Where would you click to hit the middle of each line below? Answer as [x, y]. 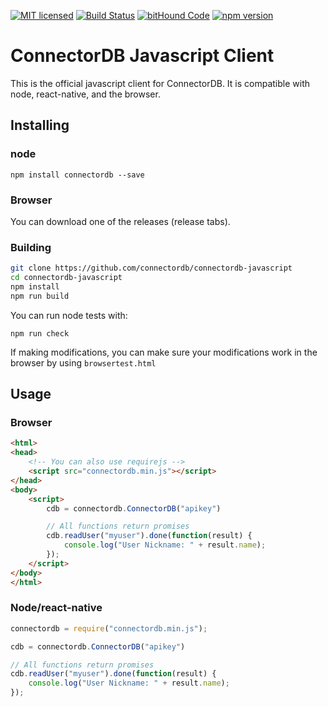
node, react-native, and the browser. [85, 94]
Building [31, 247]
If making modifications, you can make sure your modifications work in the [164, 352]
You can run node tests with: [69, 315]
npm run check [40, 333]
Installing [40, 125]
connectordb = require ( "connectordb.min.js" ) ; [109, 628]
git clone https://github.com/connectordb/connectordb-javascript [151, 268]
